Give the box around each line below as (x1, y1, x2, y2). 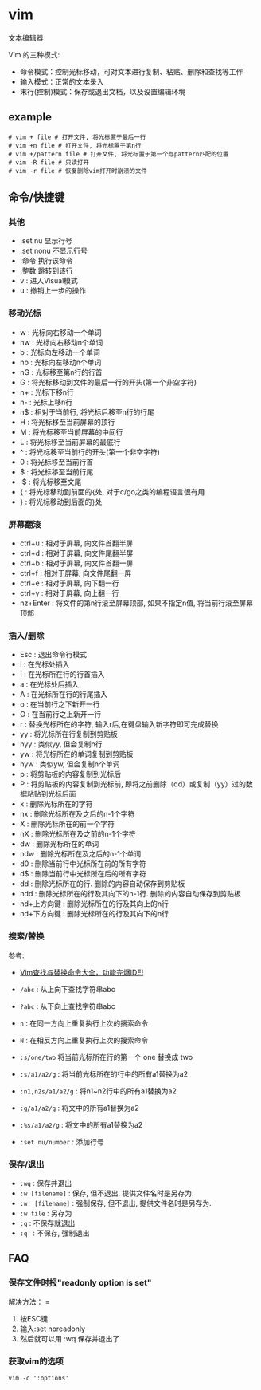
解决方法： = (8, 1297, 50, 1306)
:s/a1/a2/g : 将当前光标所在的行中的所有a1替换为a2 (19, 1069, 189, 1078)
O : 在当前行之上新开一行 (19, 710, 102, 719)
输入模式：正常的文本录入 (19, 77, 104, 86)
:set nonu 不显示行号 (19, 246, 88, 256)
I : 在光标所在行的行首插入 (19, 670, 105, 679)
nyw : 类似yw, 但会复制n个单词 (19, 759, 120, 769)
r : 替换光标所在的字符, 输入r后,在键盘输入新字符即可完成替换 (19, 719, 219, 729)
